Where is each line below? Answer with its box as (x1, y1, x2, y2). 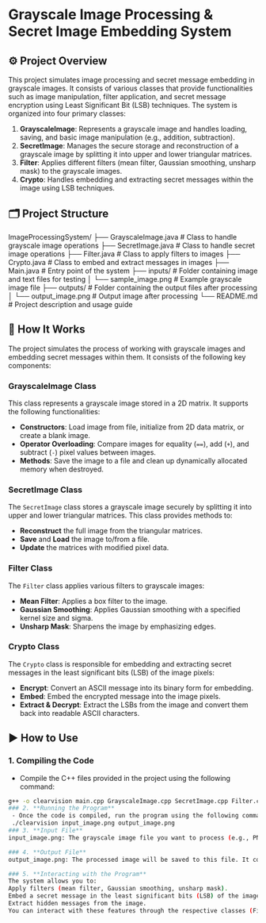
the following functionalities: (8, 406, 101, 416)
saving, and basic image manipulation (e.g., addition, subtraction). (19, 133, 235, 142)
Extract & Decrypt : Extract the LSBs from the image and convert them (19, 700, 249, 710)
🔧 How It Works (8, 323, 85, 337)
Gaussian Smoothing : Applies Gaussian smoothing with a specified (19, 605, 241, 614)
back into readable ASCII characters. (19, 708, 140, 717)
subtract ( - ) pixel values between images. (19, 447, 157, 457)
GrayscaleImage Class (8, 380, 97, 391)
